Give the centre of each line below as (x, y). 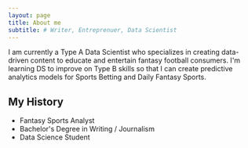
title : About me (35, 23)
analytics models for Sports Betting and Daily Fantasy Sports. (107, 77)
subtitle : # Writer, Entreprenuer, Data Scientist (93, 30)
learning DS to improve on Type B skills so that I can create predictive (120, 69)
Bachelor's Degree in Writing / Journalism (87, 129)
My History (36, 101)
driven (18, 60)
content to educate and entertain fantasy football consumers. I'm (135, 60)
